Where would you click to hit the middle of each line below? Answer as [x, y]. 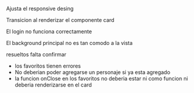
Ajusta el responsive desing [40, 9]
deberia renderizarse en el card [53, 85]
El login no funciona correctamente [49, 31]
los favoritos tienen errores [48, 66]
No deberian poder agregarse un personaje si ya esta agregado [93, 72]
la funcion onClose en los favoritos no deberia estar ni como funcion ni [101, 78]
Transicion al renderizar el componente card [60, 20]
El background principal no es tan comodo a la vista [69, 43]
